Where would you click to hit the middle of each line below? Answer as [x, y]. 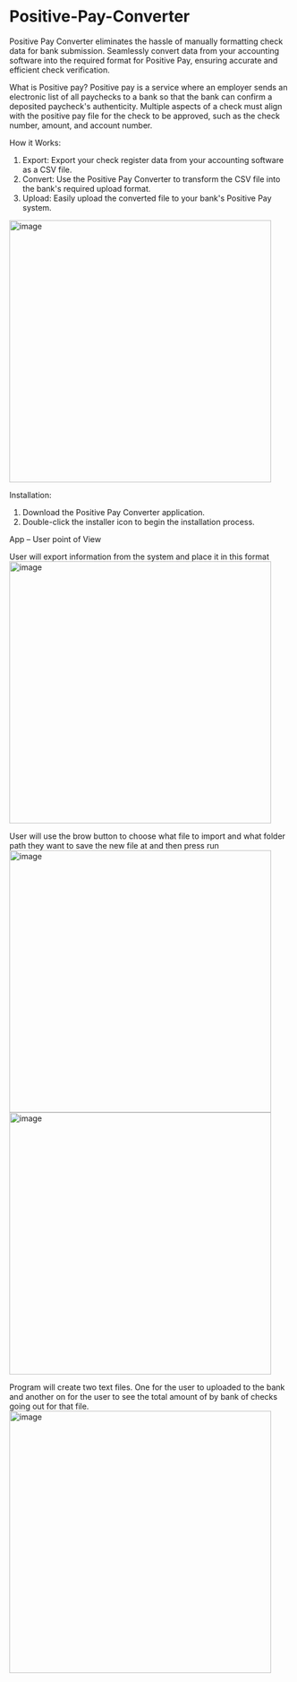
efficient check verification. [59, 70]
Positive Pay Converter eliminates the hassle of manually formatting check [146, 41]
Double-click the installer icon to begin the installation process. [138, 522]
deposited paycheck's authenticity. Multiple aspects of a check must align [146, 106]
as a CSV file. [47, 169]
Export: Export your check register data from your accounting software [153, 160]
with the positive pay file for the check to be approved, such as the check [144, 116]
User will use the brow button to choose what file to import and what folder [148, 836]
